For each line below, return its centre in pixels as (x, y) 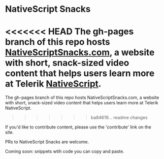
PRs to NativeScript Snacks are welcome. (47, 142)
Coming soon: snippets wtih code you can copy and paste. (65, 152)
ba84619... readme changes (119, 118)
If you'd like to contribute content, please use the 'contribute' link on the (78, 127)
